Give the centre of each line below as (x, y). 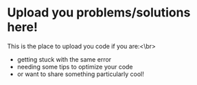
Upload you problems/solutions (99, 13)
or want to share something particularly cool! (80, 74)
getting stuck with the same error (64, 59)
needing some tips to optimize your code (75, 66)
